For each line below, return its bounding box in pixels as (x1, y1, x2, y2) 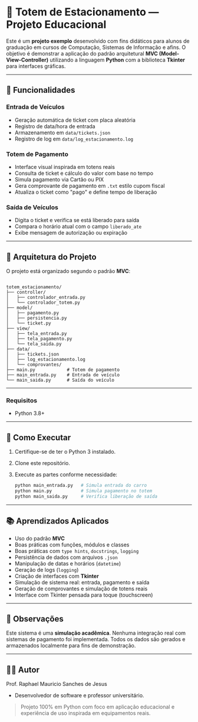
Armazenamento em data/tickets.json (14, 129, 111, 136)
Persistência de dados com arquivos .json (14, 554, 118, 561)
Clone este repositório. (14, 460, 71, 467)
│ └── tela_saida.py (6, 341, 62, 347)
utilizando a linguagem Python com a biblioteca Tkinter (49, 56, 186, 63)
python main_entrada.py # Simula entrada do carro (14, 483, 147, 489)
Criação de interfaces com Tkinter (14, 573, 99, 580)
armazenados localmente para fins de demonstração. (6, 642, 136, 649)
